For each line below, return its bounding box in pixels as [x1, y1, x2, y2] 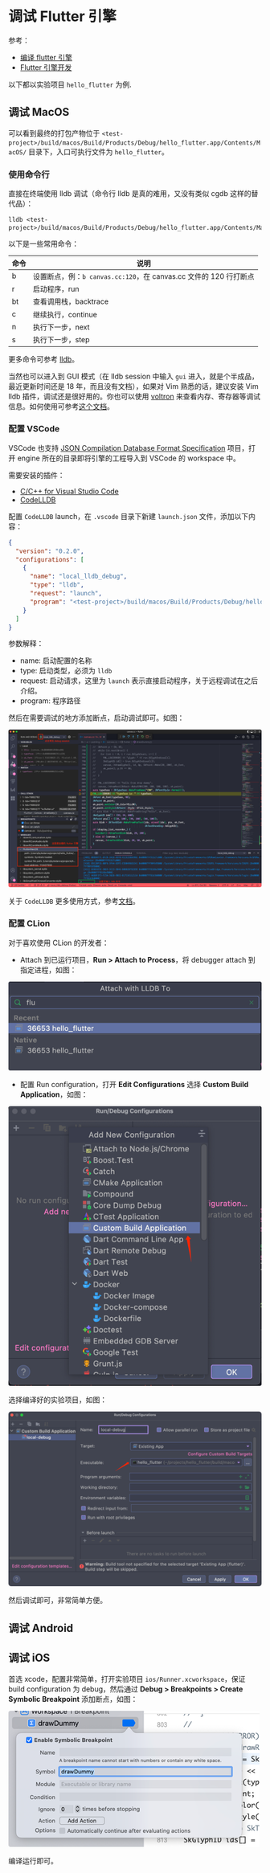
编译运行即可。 [8, 1855, 58, 1865]
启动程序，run [33, 284, 80, 294]
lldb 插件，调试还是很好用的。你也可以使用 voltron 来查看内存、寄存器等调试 [8, 391, 261, 401]
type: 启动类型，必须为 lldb [19, 666, 112, 676]
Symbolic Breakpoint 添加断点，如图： [8, 1694, 138, 1703]
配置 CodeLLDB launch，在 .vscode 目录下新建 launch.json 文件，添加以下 [8, 511, 249, 521]
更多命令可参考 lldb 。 [8, 354, 79, 364]
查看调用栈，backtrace [33, 296, 109, 306]
